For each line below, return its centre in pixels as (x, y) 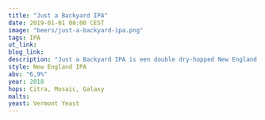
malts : (19, 96)
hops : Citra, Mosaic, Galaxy (56, 89)
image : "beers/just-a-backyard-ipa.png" (76, 30)
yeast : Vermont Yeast (44, 103)
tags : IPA (25, 37)
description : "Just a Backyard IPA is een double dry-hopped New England (133, 60)
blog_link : (26, 52)
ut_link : (23, 45)
